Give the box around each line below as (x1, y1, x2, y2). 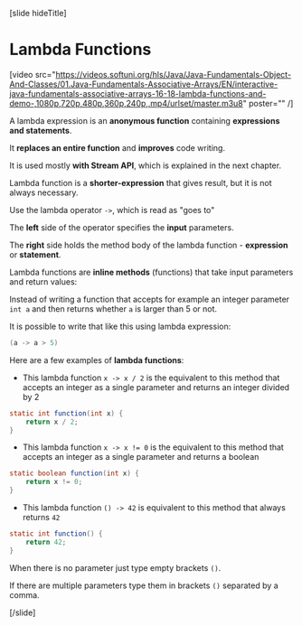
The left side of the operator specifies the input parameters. (9, 221, 234, 233)
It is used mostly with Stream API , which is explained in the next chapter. (9, 160, 282, 171)
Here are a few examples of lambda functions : (9, 354, 184, 365)
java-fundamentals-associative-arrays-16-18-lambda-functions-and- (9, 88, 267, 98)
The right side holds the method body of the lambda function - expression (9, 239, 288, 250)
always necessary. (9, 187, 79, 198)
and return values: (9, 276, 78, 287)
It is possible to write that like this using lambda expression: (9, 321, 231, 332)
